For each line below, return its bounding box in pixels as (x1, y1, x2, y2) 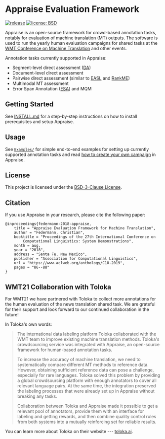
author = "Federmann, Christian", (14, 230, 85, 235)
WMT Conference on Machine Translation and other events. (5, 45, 127, 51)
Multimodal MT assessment (12, 80, 69, 86)
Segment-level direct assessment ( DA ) (12, 65, 91, 71)
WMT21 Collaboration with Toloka (5, 283, 112, 291)
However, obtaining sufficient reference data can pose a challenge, (17, 367, 154, 373)
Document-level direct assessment (12, 70, 83, 75)
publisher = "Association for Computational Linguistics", (14, 256, 138, 261)
